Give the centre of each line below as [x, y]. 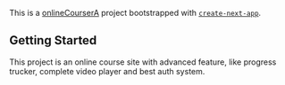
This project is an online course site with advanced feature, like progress [143, 62]
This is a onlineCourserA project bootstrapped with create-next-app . [135, 13]
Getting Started [53, 40]
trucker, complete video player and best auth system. [107, 71]
